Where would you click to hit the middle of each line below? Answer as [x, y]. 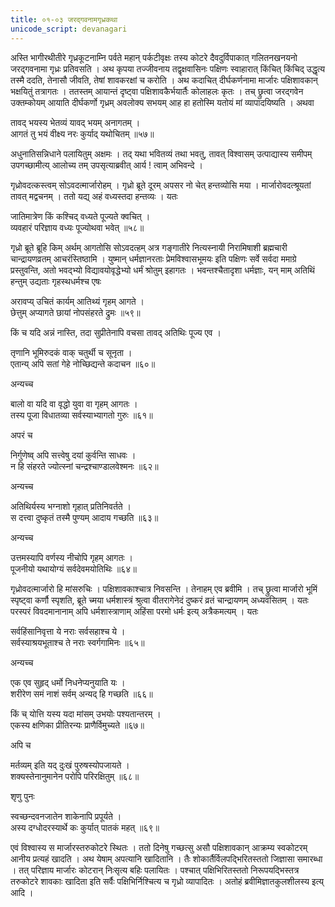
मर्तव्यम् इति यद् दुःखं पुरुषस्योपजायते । [70, 765]
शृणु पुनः [22, 796]
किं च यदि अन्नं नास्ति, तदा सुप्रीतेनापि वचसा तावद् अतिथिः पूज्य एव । [116, 332]
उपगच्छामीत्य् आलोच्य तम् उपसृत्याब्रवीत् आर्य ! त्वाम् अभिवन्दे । [106, 165]
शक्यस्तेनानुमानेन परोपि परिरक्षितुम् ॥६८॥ [75, 776]
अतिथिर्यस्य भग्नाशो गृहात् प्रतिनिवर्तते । [71, 506]
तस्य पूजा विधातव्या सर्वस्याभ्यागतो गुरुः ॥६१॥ [81, 415]
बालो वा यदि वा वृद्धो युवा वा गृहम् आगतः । [74, 403]
